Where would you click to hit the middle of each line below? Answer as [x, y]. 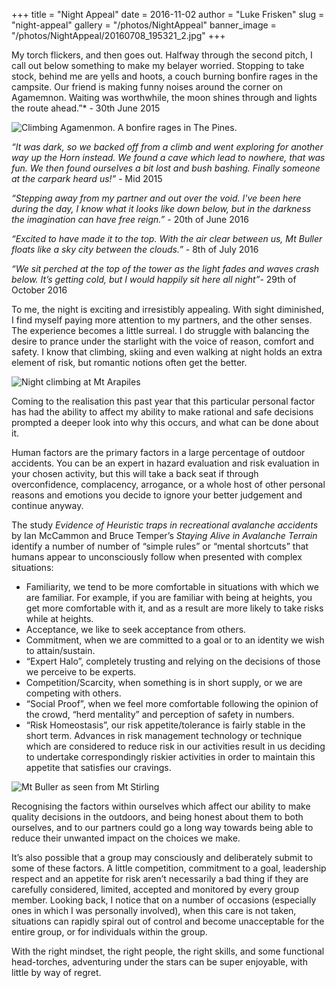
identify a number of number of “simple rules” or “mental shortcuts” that [160, 546]
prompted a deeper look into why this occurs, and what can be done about [165, 422]
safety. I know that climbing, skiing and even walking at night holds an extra [167, 352]
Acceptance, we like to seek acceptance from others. [136, 629]
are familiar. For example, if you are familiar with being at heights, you [169, 597]
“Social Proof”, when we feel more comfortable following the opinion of [172, 703]
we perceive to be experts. [81, 672]
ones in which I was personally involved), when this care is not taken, [154, 910]
